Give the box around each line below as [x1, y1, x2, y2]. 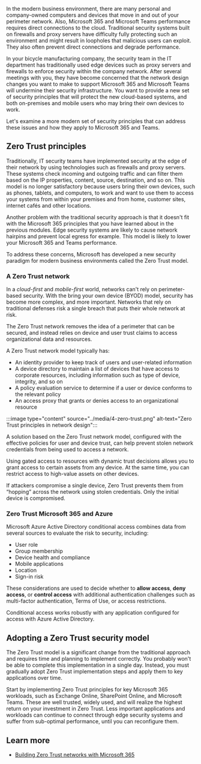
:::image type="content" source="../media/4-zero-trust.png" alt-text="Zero [6, 415, 192, 423]
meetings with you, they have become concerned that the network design [6, 74, 189, 81]
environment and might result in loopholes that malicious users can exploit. [6, 37, 191, 44]
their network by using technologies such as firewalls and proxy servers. [6, 163, 186, 170]
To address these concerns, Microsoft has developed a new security [6, 250, 176, 257]
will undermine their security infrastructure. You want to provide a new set [6, 87, 190, 94]
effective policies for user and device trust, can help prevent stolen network [6, 439, 194, 447]
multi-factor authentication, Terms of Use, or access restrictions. [6, 597, 167, 605]
